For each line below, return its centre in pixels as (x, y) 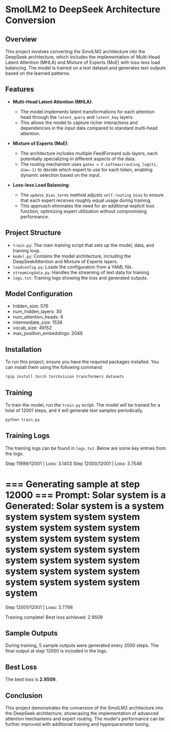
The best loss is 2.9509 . (31, 679)
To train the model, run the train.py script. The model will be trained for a (83, 405)
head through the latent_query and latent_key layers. (77, 117)
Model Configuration (39, 294)
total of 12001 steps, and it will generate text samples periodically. (75, 410)
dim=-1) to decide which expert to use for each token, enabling (87, 170)
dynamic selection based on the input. (60, 175)
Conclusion (24, 695)
